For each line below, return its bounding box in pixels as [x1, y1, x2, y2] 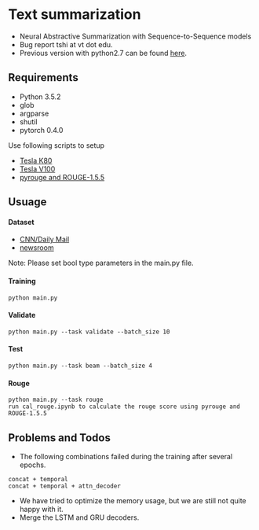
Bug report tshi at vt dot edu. [19, 39, 113, 49]
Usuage [8, 195, 47, 209]
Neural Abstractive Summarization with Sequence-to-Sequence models [19, 31, 252, 41]
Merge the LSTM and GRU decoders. [19, 513, 140, 522]
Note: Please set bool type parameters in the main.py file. [8, 258, 194, 268]
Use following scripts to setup [8, 140, 104, 150]
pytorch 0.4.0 [19, 125, 64, 134]
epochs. [19, 460, 46, 469]
